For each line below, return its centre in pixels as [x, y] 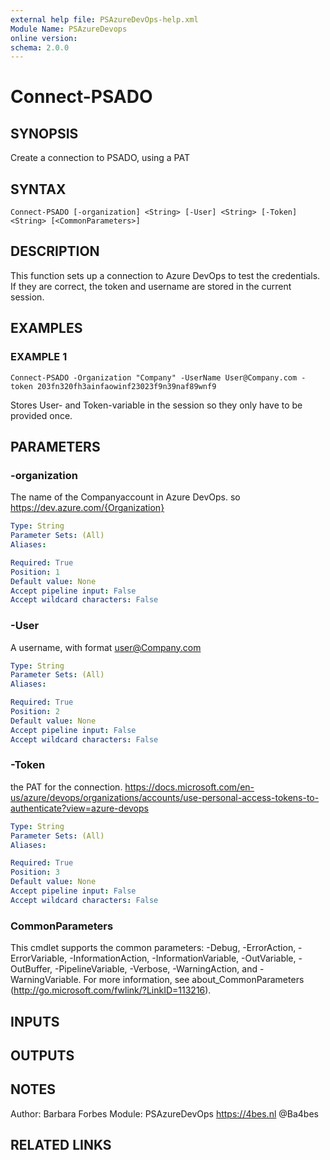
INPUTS [35, 1021]
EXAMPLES [46, 328]
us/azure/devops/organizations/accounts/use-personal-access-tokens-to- [165, 797]
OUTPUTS [42, 1055]
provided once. [41, 415]
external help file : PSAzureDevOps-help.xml [104, 19]
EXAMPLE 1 [39, 357]
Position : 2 [35, 712]
